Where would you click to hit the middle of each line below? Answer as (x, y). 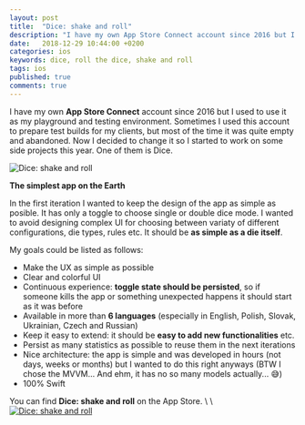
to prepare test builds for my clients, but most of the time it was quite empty (152, 131)
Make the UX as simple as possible (88, 267)
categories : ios (40, 52)
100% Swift (44, 383)
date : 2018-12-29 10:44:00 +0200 (77, 43)
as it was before (53, 306)
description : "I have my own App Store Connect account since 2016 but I (152, 35)
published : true (40, 77)
